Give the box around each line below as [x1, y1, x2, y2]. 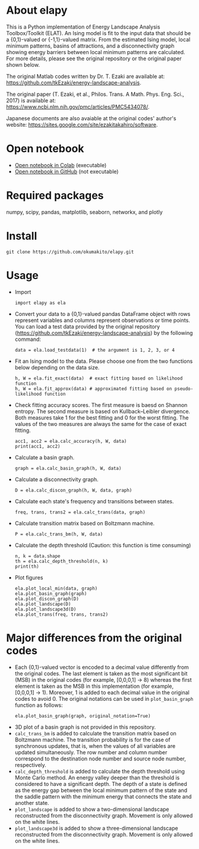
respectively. [14, 761, 46, 768]
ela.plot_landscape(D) [14, 601, 71, 607]
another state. [14, 799, 49, 806]
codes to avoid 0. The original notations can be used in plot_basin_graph [14, 695, 194, 702]
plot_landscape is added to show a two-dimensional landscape [14, 806, 169, 813]
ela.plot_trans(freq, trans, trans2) [14, 611, 109, 618]
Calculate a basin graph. [14, 453, 75, 461]
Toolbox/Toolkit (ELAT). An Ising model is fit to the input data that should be [6, 29, 191, 36]
